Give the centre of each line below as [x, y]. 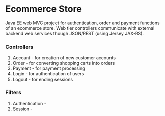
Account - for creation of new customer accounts [64, 58]
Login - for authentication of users [48, 74]
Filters [13, 93]
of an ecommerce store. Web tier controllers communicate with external [80, 28]
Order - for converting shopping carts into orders [64, 63]
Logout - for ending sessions [43, 80]
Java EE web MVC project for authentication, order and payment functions [82, 23]
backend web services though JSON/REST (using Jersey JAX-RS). [74, 33]
